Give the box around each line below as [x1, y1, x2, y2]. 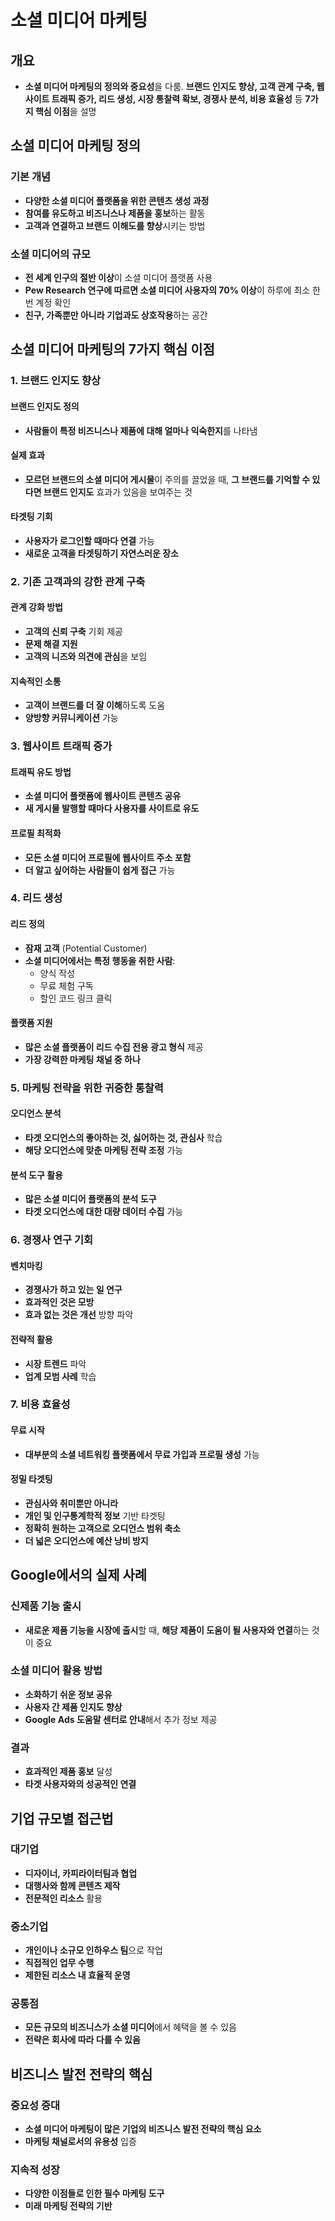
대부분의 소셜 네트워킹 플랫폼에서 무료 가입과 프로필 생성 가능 [24, 1448, 260, 1460]
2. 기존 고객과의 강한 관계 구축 [10, 574, 146, 588]
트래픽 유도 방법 [10, 766, 72, 778]
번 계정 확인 [24, 296, 72, 308]
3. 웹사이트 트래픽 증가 [10, 739, 113, 753]
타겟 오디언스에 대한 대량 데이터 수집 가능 [24, 1206, 184, 1218]
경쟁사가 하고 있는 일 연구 [24, 1284, 123, 1296]
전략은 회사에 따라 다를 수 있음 [24, 2034, 141, 2046]
